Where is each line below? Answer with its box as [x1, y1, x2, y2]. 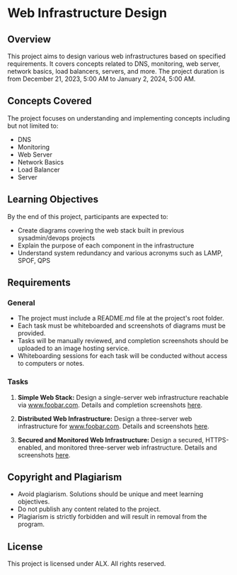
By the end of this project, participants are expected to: [7, 212, 168, 220]
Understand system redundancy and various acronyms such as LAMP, [17, 248, 223, 257]
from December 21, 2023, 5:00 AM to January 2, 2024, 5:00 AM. [7, 74, 196, 83]
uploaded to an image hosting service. [17, 344, 130, 352]
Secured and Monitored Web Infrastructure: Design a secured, [17, 435, 204, 444]
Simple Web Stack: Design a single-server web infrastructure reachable [17, 393, 229, 401]
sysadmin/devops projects [17, 233, 96, 242]
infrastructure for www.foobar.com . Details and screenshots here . [17, 422, 210, 430]
